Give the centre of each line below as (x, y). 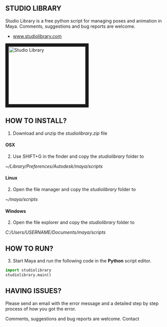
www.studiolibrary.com (37, 36)
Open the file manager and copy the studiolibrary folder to (74, 190)
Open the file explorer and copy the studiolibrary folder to (74, 222)
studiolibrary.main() (28, 275)
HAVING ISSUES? (34, 291)
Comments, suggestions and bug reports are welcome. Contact (72, 319)
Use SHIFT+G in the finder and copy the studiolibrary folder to (78, 156)
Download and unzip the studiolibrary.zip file (60, 133)
